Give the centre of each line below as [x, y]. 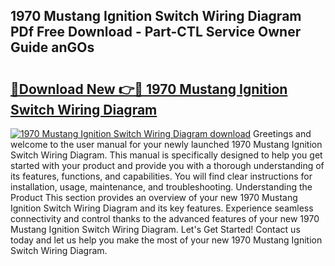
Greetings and [282, 133]
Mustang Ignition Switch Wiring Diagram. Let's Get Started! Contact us [155, 229]
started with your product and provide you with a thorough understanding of [167, 165]
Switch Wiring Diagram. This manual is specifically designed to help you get [166, 155]
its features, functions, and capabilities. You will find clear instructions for [161, 176]
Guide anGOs [52, 47]
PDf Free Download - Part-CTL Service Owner [156, 32]
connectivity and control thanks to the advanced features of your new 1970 [165, 218]
